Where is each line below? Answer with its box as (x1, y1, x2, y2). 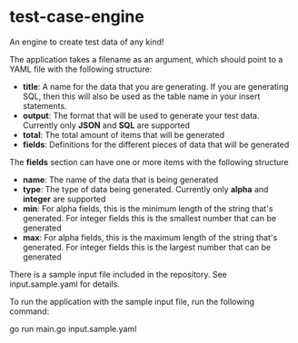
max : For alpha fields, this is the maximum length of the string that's (22, 231, 278, 242)
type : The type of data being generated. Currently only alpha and (22, 183, 269, 194)
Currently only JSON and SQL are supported (22, 120, 191, 131)
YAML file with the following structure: (9, 64, 153, 74)
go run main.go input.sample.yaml (9, 323, 137, 334)
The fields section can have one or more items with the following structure (9, 156, 289, 167)
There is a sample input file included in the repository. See (9, 269, 227, 279)
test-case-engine (9, 6, 145, 27)
